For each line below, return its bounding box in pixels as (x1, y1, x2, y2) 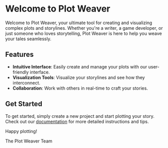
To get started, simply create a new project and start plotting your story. (5, 113, 155, 119)
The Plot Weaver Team (5, 138, 53, 144)
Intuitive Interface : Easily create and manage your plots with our (12, 63, 147, 69)
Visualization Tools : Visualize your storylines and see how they (12, 74, 145, 81)
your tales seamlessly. (5, 36, 51, 42)
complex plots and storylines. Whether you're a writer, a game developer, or (5, 25, 163, 31)
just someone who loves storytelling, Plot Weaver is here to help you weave (5, 30, 162, 36)
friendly (12, 69, 29, 75)
